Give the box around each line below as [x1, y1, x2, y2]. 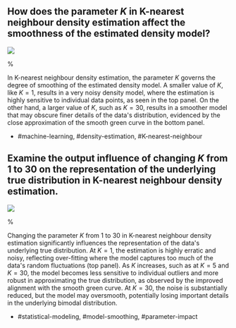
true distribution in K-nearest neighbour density [7, 174, 223, 186]
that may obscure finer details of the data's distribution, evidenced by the [7, 111, 221, 119]
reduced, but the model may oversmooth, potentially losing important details [7, 291, 229, 299]
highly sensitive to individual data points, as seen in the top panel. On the [7, 95, 220, 104]
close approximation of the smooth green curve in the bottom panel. [7, 118, 206, 126]
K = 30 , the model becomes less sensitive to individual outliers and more [7, 268, 219, 277]
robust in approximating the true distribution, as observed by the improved [7, 276, 223, 284]
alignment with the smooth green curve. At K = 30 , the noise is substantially [7, 284, 228, 292]
